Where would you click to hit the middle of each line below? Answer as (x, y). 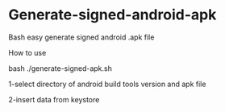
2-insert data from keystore (54, 99)
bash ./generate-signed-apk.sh (60, 68)
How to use (27, 52)
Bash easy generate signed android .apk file (81, 37)
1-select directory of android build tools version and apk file (107, 84)
